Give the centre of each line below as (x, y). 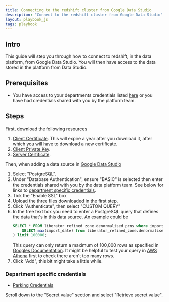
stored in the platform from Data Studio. (46, 67)
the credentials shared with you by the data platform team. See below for (88, 185)
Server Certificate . (32, 154)
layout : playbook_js (27, 19)
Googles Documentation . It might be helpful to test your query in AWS (85, 251)
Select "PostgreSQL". (34, 174)
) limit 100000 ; (29, 235)
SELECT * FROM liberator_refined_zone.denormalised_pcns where (80, 226)
